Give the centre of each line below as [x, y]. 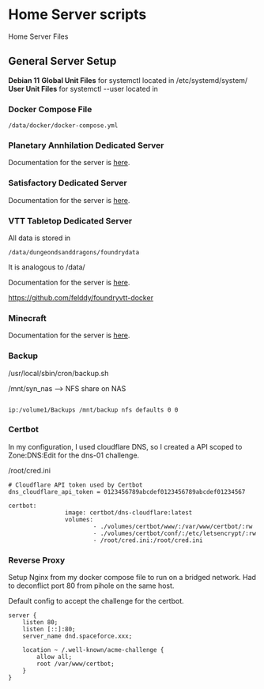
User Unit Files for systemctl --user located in [83, 88]
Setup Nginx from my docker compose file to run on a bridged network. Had [132, 578]
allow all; [55, 657]
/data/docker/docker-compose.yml [63, 126]
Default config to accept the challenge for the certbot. [96, 601]
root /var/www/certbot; [75, 664]
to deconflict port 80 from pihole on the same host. [91, 585]
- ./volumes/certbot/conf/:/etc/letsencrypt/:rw [175, 533]
